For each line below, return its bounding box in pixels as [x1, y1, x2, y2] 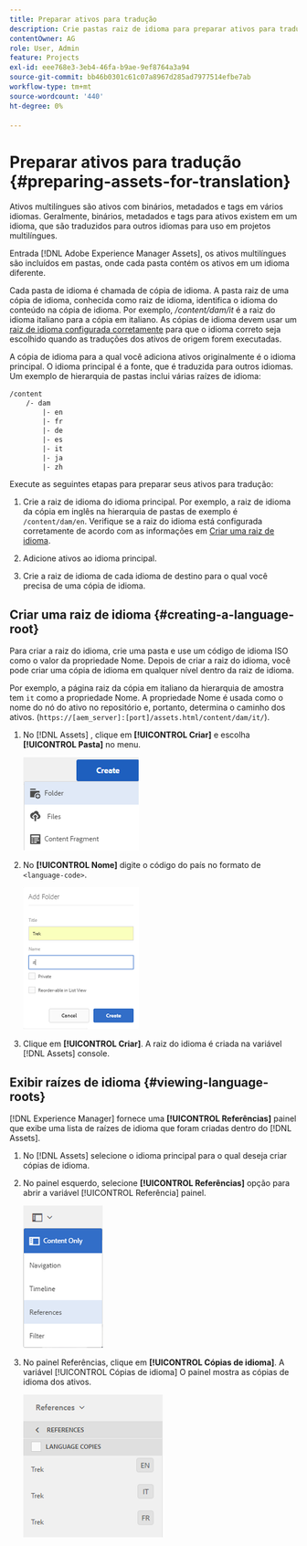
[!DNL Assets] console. [22, 1048, 110, 1059]
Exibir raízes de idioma [9, 1075, 142, 1090]
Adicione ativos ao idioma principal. [22, 553, 157, 564]
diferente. [9, 268, 47, 279]
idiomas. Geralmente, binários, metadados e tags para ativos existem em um [9, 211, 298, 222]
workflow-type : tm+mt [9, 82, 92, 91]
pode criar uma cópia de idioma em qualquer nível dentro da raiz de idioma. [9, 665, 295, 676]
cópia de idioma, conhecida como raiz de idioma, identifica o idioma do [9, 295, 279, 306]
